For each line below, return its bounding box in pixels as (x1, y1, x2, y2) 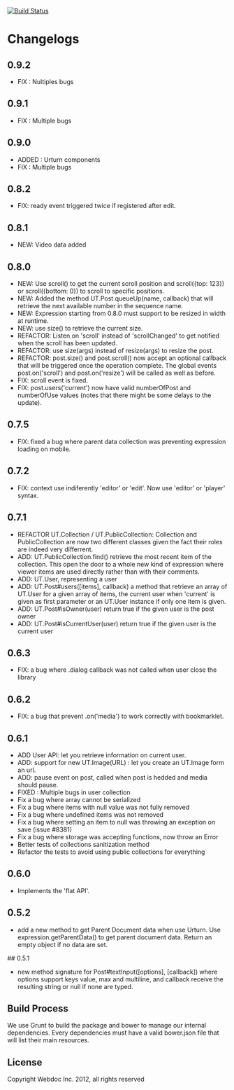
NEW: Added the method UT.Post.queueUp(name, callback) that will (17, 294, 214, 303)
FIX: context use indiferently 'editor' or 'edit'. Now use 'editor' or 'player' (17, 483, 226, 492)
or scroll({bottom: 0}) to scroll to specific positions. (17, 287, 165, 296)
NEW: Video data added (17, 240, 87, 249)
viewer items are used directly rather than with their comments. (17, 567, 200, 576)
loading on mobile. (17, 445, 71, 453)
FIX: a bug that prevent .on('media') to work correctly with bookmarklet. (17, 712, 224, 721)
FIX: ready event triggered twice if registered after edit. (17, 202, 177, 210)
